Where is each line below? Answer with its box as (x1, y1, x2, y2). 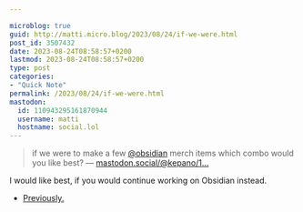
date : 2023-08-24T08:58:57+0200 (9, 46, 132, 56)
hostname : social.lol (17, 123, 100, 132)
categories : (9, 72, 55, 82)
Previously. (22, 193, 65, 204)
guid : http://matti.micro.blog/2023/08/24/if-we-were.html (9, 29, 238, 39)
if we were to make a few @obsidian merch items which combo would (31, 147, 294, 159)
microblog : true (9, 21, 71, 30)
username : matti (17, 115, 79, 124)
